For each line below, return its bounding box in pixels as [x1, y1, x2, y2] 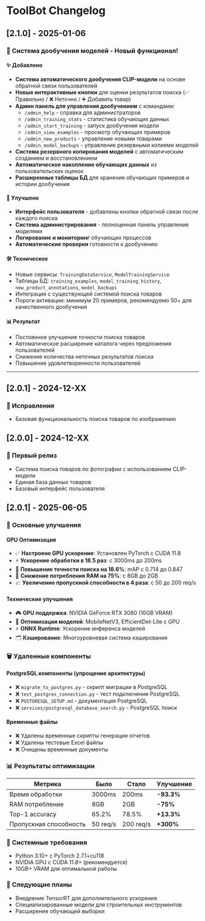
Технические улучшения [6, 595, 73, 603]
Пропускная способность [9, 820, 86, 829]
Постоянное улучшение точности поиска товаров [15, 334, 145, 341]
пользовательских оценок [15, 167, 84, 174]
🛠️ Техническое [6, 255, 48, 262]
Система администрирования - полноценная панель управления [15, 221, 189, 228]
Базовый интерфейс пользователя [15, 485, 105, 492]
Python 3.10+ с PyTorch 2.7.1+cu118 [15, 852, 104, 860]
